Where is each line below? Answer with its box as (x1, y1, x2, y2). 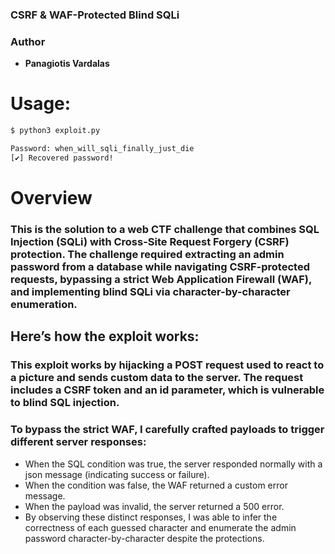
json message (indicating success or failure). (24, 468, 210, 480)
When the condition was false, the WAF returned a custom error (24, 479, 288, 491)
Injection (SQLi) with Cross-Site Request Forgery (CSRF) (10, 234, 290, 248)
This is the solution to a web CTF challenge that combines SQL (10, 222, 320, 236)
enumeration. (10, 297, 78, 311)
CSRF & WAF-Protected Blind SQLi (10, 8, 180, 22)
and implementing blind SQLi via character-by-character (10, 284, 291, 298)
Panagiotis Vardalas (24, 58, 110, 70)
